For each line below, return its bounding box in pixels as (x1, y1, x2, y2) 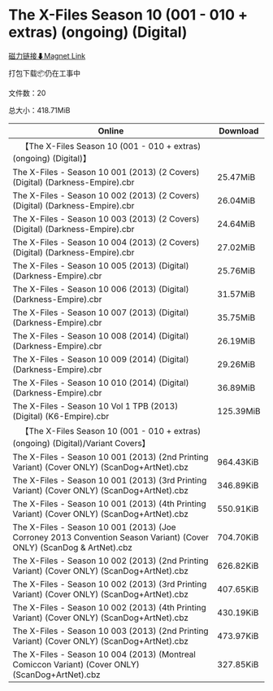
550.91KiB (217, 503, 259, 514)
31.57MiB (217, 288, 256, 300)
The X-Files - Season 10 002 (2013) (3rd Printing (12, 578, 207, 589)
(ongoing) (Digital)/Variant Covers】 (12, 437, 150, 448)
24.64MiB (217, 218, 256, 230)
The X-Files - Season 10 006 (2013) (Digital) (12, 283, 189, 295)
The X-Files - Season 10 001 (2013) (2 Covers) (12, 166, 200, 177)
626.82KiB (217, 560, 259, 571)
